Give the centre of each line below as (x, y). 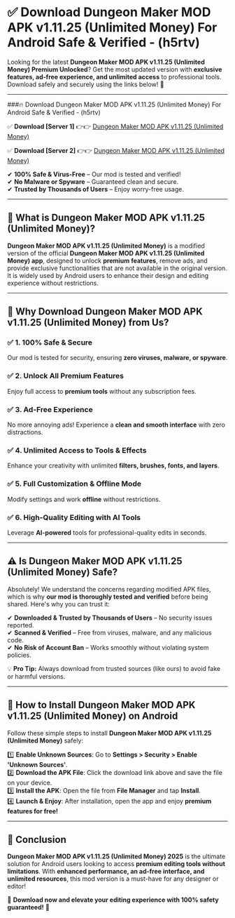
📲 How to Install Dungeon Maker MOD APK (101, 705)
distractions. (25, 432)
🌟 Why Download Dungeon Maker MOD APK (105, 312)
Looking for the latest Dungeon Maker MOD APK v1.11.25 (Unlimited (106, 62)
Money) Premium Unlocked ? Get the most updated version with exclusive (115, 69)
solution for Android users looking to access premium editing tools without (116, 864)
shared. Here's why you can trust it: (59, 604)
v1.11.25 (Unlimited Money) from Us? (88, 322)
